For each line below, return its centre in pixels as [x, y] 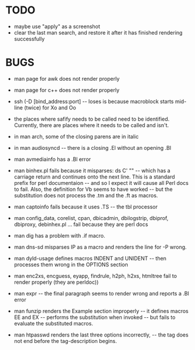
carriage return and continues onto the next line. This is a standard [94, 177]
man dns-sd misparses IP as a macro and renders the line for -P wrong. [100, 247]
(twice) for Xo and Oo [50, 107]
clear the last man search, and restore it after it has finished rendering [98, 32]
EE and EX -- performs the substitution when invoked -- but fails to [95, 317]
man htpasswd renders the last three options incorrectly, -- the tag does [101, 335]
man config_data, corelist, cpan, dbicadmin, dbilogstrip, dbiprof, [91, 218]
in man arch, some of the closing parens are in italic [76, 136]
